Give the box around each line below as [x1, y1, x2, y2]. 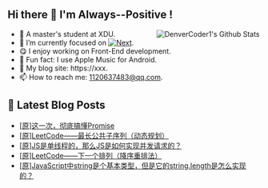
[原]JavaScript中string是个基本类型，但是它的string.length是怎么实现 [18, 161, 246, 170]
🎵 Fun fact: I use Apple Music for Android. [18, 54, 158, 64]
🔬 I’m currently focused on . [18, 38, 134, 47]
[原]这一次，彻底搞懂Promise [18, 121, 115, 130]
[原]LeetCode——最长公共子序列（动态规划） [18, 130, 170, 140]
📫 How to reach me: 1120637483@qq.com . [18, 72, 163, 82]
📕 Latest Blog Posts [7, 98, 106, 112]
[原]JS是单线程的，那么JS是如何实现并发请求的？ [18, 141, 182, 150]
